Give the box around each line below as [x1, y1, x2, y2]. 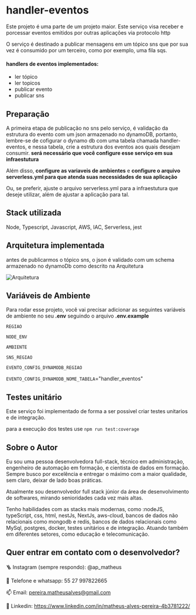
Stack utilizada [6, 208, 61, 218]
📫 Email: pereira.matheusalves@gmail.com [6, 589, 111, 596]
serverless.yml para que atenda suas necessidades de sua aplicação [6, 173, 177, 180]
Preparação [6, 109, 50, 119]
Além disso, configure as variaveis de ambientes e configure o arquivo [6, 167, 181, 174]
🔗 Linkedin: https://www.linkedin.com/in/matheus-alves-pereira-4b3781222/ [6, 602, 190, 609]
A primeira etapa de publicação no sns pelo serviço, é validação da [6, 124, 169, 131]
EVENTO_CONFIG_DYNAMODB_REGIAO [6, 365, 82, 371]
